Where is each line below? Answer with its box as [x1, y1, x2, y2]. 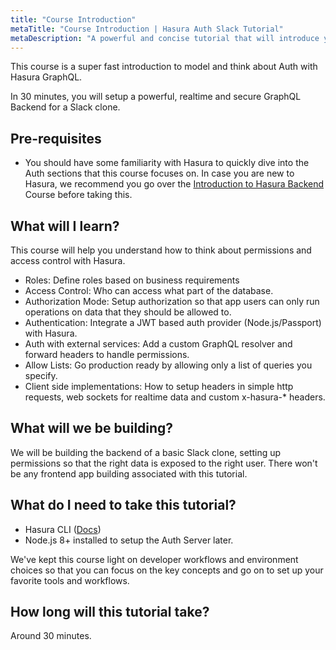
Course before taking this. [24, 189, 133, 201]
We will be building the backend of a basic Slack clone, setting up [10, 446, 282, 458]
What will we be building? [10, 420, 174, 437]
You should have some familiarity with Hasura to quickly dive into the [24, 157, 310, 169]
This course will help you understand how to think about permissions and [10, 244, 312, 256]
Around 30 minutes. [10, 630, 92, 642]
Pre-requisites [10, 130, 102, 147]
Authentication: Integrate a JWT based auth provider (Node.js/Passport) [24, 317, 322, 328]
